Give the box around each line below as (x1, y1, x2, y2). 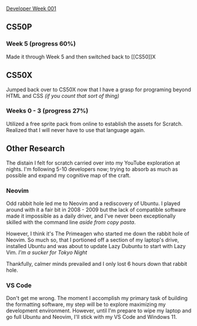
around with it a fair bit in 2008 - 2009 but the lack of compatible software (6, 206, 186, 213)
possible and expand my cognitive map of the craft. (6, 172, 131, 179)
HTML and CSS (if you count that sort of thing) (6, 92, 119, 99)
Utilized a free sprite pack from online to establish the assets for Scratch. (6, 120, 183, 127)
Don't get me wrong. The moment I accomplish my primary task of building (6, 295, 188, 302)
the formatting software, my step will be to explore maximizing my (6, 301, 166, 308)
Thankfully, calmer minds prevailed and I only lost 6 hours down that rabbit (6, 260, 188, 267)
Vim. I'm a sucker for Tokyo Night (6, 249, 88, 256)
